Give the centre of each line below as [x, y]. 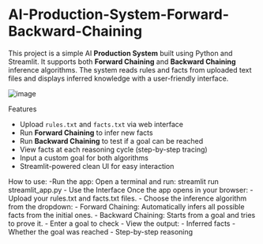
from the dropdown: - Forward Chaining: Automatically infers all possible [126, 206]
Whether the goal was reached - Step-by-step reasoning [101, 231]
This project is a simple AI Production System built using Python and [120, 53]
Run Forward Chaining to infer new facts [86, 133]
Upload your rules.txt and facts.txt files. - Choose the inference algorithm [128, 198]
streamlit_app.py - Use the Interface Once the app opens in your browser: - [131, 190]
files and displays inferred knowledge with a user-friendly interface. [118, 78]
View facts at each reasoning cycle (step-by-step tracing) [113, 149]
